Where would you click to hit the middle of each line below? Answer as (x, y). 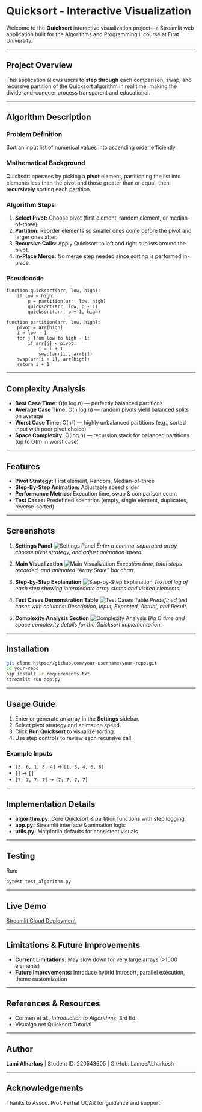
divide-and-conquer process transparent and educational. (78, 92)
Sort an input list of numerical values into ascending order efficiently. (92, 147)
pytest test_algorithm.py (38, 882)
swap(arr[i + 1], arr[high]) (54, 359)
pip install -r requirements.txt (48, 674)
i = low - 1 (32, 333)
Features (23, 466)
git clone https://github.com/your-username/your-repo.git (82, 663)
